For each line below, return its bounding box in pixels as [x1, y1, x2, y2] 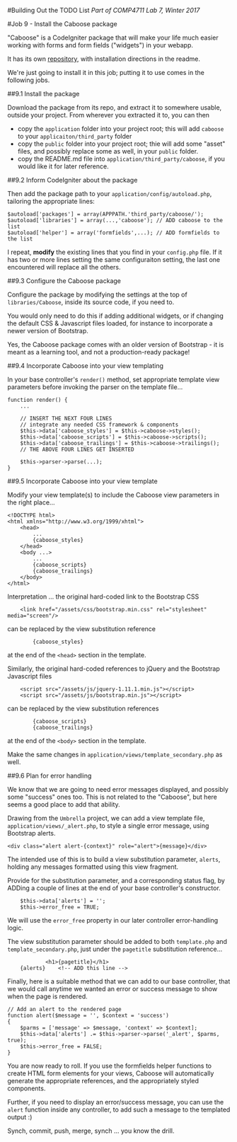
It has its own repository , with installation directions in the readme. [7, 54, 200, 63]
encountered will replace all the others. [7, 263, 122, 271]
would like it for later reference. [17, 162, 109, 171]
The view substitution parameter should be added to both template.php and [7, 938, 228, 945]
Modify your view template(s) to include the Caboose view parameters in [7, 491, 220, 499]
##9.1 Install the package [7, 90, 80, 98]
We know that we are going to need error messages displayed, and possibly [7, 785, 229, 793]
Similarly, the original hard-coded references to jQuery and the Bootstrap [7, 664, 221, 673]
